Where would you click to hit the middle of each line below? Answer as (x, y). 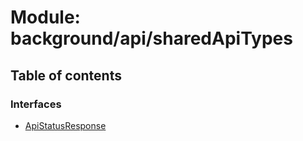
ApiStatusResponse (65, 125)
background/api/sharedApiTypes (151, 38)
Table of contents (66, 75)
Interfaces (36, 104)
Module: (45, 17)
